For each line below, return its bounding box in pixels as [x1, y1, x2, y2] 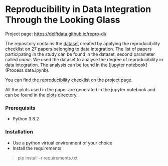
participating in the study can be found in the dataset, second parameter [5, 51, 155, 57]
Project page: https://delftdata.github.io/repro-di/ [5, 31, 107, 37]
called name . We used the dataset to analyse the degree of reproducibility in [5, 56, 163, 62]
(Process [5, 67, 24, 73]
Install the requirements [12, 145, 62, 151]
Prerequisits [5, 104, 36, 111]
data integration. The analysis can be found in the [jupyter [5, 62, 125, 68]
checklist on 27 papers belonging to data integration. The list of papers [5, 46, 152, 52]
